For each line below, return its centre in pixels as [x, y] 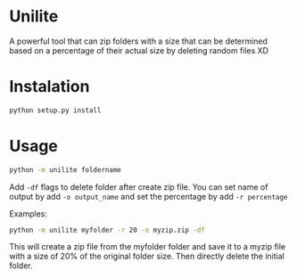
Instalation [49, 87]
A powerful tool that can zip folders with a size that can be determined [138, 41]
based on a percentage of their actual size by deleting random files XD [139, 50]
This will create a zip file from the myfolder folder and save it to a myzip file [148, 247]
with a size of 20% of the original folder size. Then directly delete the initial [147, 257]
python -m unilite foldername [66, 170]
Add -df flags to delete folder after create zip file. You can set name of [139, 187]
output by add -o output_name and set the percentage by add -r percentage [148, 196]
